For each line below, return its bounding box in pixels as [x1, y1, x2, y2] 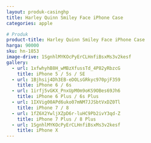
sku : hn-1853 [6, 48, 39, 55]
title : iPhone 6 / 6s [17, 82, 72, 88]
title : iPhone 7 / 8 [17, 105, 69, 111]
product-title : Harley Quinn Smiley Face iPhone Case [6, 37, 146, 43]
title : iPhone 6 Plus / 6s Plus [17, 94, 99, 100]
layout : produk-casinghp [6, 9, 69, 15]
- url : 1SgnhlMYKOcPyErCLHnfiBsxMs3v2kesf [12, 122, 121, 128]
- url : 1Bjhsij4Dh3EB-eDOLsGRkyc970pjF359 [12, 77, 121, 83]
